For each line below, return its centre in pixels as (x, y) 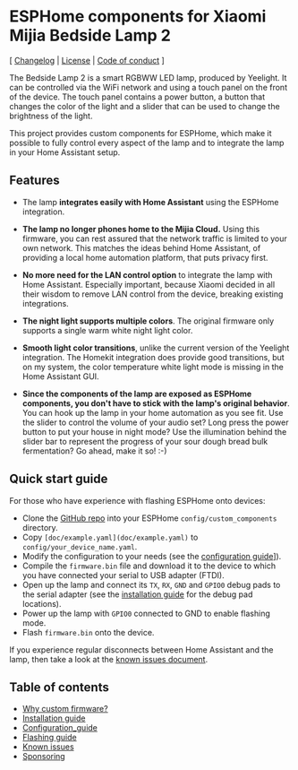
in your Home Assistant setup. (65, 152)
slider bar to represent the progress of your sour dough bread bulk (145, 441)
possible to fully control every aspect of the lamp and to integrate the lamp (147, 143)
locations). (42, 603)
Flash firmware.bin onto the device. (88, 632)
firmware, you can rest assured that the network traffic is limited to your (155, 238)
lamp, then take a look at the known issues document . (109, 659)
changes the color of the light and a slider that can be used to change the (145, 106)
